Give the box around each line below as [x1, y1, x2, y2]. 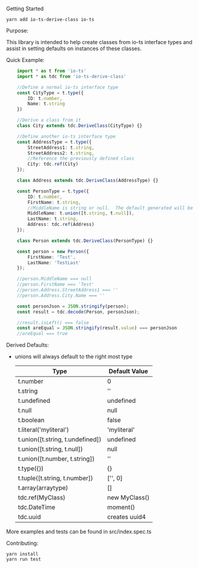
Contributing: [6, 539, 39, 547]
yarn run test [6, 557, 42, 563]
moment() [107, 503, 135, 511]
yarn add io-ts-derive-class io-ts [6, 17, 95, 23]
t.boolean [17, 416, 45, 424]
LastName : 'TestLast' [27, 259, 82, 266]
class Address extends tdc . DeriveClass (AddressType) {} [17, 178, 159, 184]
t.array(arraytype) [17, 484, 69, 492]
